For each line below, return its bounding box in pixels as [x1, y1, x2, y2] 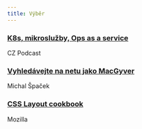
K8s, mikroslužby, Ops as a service [7, 33, 129, 42]
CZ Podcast [7, 49, 41, 57]
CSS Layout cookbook [7, 99, 84, 109]
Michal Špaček [7, 82, 50, 90]
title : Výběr [7, 10, 45, 17]
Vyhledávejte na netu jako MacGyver [7, 66, 135, 76]
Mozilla [7, 115, 28, 123]
